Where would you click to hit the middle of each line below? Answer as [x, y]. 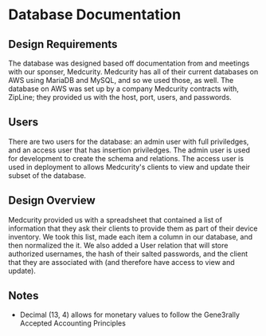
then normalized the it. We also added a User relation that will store [118, 245]
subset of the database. [47, 175]
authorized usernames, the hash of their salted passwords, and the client [128, 254]
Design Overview [52, 201]
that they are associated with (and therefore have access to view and [121, 262]
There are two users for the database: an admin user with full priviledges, [129, 141]
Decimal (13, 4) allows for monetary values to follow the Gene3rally [130, 315]
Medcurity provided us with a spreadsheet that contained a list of [115, 219]
